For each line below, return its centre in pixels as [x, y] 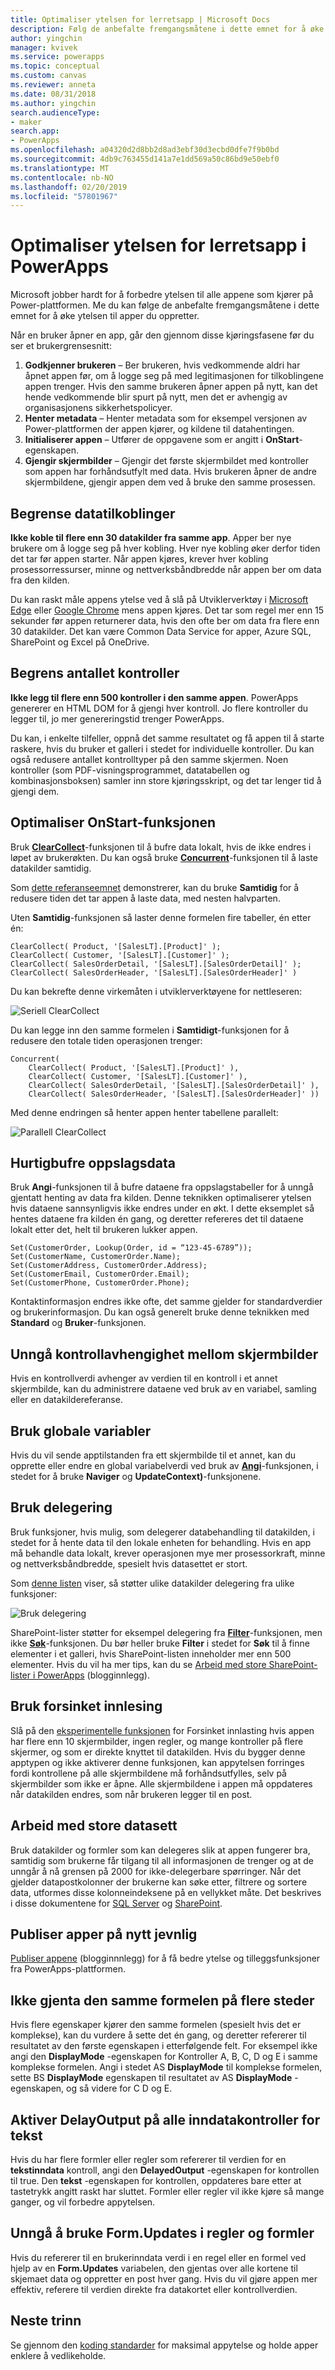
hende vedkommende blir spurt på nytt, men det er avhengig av [156, 397]
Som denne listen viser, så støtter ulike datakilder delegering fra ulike [152, 1583]
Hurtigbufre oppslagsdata [93, 1163]
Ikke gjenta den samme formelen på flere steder [162, 2000]
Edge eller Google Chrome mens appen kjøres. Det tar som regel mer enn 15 [167, 610]
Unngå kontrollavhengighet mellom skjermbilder [164, 1354]
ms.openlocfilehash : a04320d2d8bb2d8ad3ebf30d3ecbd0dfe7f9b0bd [145, 150]
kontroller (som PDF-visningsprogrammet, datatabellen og [130, 770]
